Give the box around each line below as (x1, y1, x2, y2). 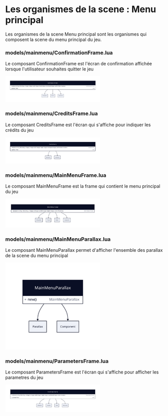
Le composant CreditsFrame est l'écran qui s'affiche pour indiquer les (5, 122, 151, 128)
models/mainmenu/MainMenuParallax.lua (5, 236, 111, 243)
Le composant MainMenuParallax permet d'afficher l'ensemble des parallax (5, 247, 163, 253)
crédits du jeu (5, 127, 34, 133)
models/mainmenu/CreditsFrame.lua (5, 110, 98, 117)
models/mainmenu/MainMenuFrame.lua (5, 171, 107, 178)
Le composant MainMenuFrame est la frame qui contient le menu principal (5, 183, 160, 190)
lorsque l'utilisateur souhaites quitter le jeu (5, 66, 94, 72)
